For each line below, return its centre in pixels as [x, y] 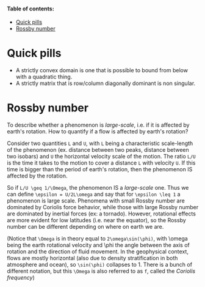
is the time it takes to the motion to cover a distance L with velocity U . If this [101, 163]
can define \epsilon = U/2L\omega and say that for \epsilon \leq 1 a [94, 194]
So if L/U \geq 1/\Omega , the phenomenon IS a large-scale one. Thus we [98, 188]
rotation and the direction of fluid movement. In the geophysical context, [98, 252]
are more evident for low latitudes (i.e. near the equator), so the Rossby [97, 220]
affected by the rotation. [37, 176]
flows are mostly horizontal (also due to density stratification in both [92, 258]
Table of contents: [31, 9]
